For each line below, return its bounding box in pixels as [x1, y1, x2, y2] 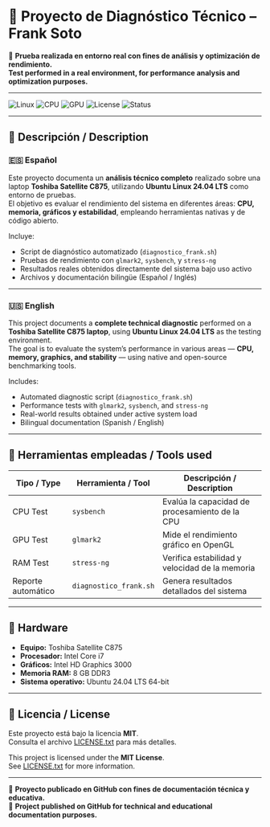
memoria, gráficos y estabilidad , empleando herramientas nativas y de [8, 207, 246, 216]
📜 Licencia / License [8, 707, 111, 721]
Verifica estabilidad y [162, 552, 243, 563]
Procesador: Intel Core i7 [19, 651, 104, 661]
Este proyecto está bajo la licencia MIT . [8, 729, 139, 739]
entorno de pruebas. [8, 190, 76, 199]
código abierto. [8, 215, 59, 225]
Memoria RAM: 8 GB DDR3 [19, 668, 111, 678]
